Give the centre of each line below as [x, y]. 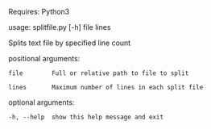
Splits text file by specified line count [70, 43]
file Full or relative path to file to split [99, 73]
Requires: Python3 [39, 12]
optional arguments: [41, 102]
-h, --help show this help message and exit [86, 117]
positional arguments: [44, 58]
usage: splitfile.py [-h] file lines [60, 27]
